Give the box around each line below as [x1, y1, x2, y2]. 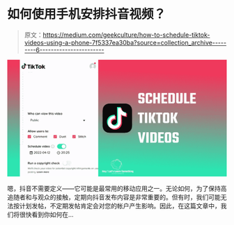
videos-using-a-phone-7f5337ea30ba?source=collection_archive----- [24, 38, 227, 47]
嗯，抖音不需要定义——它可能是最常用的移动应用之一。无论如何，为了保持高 [7, 185, 227, 193]
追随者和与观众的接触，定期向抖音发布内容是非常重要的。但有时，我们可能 [7, 193, 221, 201]
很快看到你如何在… [19, 210, 75, 219]
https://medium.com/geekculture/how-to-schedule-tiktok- [42, 31, 210, 39]
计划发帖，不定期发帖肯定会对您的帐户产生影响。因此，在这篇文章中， [19, 202, 221, 210]
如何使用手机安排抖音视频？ [7, 6, 166, 22]
